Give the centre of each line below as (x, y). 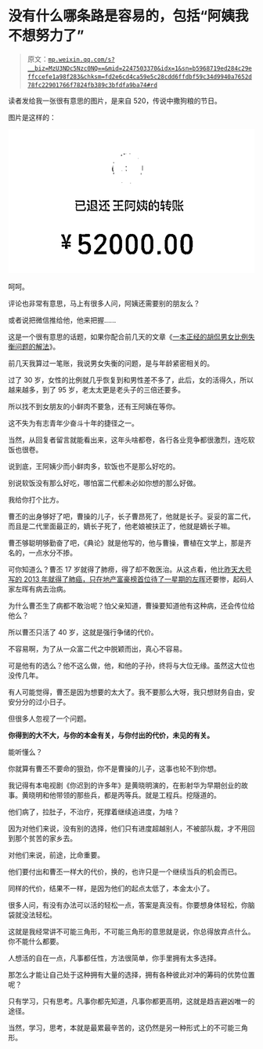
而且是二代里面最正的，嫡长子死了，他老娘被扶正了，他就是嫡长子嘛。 (121, 526)
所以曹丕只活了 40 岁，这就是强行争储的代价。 (83, 632)
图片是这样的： (32, 117)
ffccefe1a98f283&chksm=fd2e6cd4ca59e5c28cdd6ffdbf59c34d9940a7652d (139, 77)
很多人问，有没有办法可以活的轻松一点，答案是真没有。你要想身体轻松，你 (128, 905)
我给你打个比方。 (36, 499)
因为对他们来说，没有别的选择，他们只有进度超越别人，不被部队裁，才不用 (128, 828)
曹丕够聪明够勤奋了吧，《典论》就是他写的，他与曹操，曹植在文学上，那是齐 (130, 543)
